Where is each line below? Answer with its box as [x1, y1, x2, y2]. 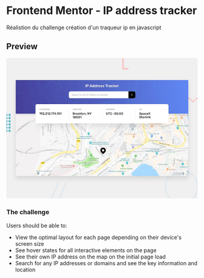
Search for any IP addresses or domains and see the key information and [15, 259, 198, 266]
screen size [15, 240, 44, 247]
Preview [6, 41, 38, 52]
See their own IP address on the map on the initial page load [15, 253, 166, 260]
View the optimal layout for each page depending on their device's [15, 234, 182, 241]
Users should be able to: [6, 221, 68, 229]
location [15, 266, 36, 273]
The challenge [6, 208, 50, 217]
